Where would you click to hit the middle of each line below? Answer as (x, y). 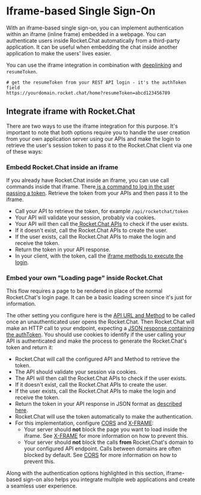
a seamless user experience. (42, 486)
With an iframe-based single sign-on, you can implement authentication (95, 28)
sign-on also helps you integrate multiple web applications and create (109, 479)
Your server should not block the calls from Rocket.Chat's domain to (109, 442)
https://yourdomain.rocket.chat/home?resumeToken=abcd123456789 (88, 93)
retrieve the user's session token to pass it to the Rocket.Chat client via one (99, 145)
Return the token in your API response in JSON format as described (98, 404)
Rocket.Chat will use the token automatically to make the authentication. (104, 417)
